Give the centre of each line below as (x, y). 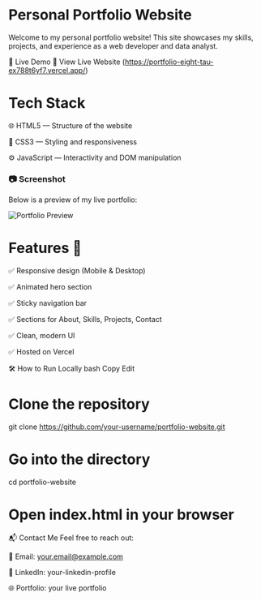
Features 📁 (45, 248)
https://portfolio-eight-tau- (169, 62)
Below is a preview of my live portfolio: (73, 200)
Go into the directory (79, 459)
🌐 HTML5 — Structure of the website (71, 125)
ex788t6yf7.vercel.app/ (47, 70)
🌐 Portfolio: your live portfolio (58, 588)
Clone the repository (79, 404)
